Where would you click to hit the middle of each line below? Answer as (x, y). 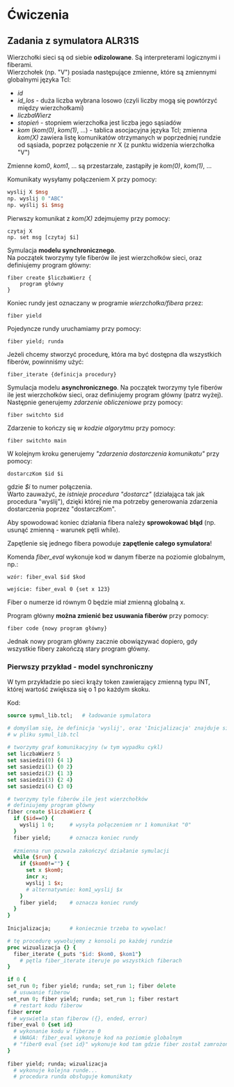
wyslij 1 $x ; (45, 883)
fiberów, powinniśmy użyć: (46, 362)
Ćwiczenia (38, 15)
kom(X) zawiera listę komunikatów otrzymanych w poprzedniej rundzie (119, 137)
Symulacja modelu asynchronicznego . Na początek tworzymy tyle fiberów (115, 387)
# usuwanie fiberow (42, 993)
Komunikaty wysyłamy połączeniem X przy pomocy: (82, 179)
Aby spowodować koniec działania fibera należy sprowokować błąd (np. (111, 522)
